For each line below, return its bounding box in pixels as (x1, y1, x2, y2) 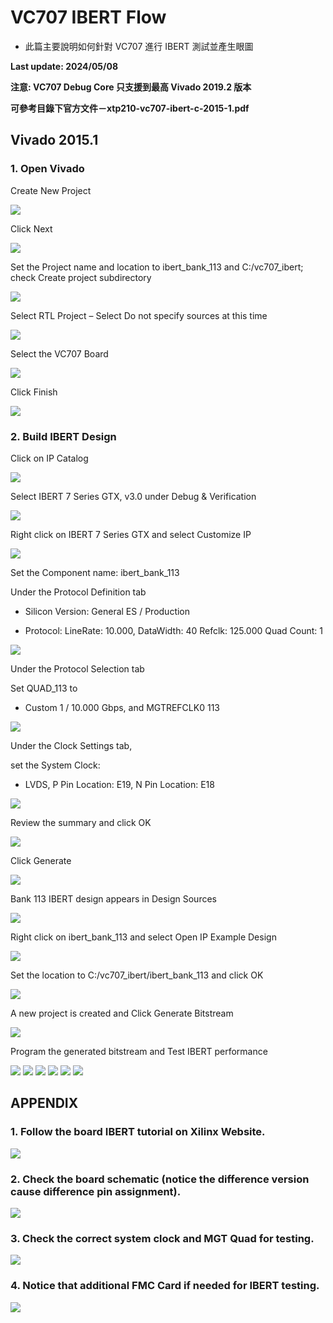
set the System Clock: (10, 759, 101, 771)
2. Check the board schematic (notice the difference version (10, 1172, 310, 1186)
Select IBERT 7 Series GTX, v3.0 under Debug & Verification (10, 490, 257, 502)
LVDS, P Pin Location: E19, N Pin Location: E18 (24, 778, 215, 790)
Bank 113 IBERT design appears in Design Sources (10, 892, 217, 905)
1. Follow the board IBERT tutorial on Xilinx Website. (10, 1125, 266, 1139)
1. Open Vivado (10, 162, 85, 176)
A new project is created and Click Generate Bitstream (10, 1007, 234, 1019)
